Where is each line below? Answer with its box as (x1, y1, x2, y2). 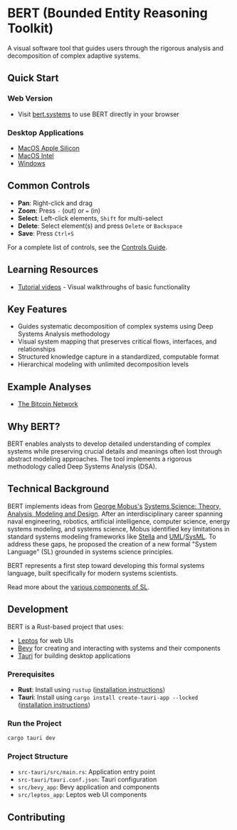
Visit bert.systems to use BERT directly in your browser (17, 109, 180, 119)
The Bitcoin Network (17, 400, 78, 409)
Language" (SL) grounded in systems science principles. (7, 547, 174, 556)
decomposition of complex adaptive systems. (7, 51, 141, 60)
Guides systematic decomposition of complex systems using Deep (17, 322, 214, 331)
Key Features (7, 303, 68, 315)
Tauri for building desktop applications (17, 651, 131, 660)
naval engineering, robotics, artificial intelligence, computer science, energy (7, 516, 231, 526)
